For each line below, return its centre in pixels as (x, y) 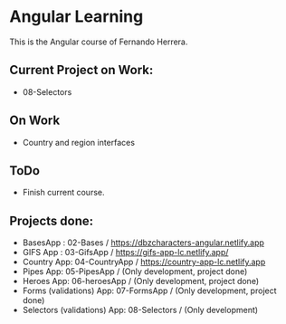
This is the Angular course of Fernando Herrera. (99, 42)
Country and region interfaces (79, 142)
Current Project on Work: (81, 70)
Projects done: (52, 220)
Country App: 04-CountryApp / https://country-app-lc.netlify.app (144, 262)
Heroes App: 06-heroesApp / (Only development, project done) (141, 281)
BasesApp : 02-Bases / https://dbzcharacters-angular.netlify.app (143, 243)
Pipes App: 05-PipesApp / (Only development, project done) (135, 272)
